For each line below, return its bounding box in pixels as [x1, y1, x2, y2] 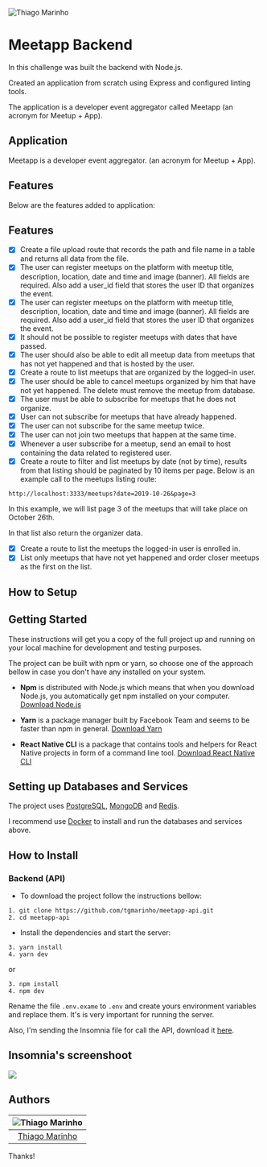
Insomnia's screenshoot [8, 1049, 133, 1062]
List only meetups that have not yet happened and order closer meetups [19, 552, 260, 563]
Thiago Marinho [17, 1130, 78, 1141]
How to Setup [8, 585, 78, 599]
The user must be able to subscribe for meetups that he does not [19, 394, 236, 403]
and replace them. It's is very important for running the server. [8, 1010, 215, 1020]
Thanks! [8, 1151, 35, 1161]
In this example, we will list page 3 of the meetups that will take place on [8, 504, 248, 514]
